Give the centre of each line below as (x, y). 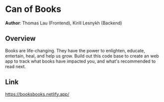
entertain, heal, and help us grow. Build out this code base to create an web (82, 56)
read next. (16, 66)
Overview (21, 39)
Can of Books (33, 9)
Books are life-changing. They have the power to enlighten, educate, (75, 50)
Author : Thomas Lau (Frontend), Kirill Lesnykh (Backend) (64, 23)
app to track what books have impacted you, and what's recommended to (81, 61)
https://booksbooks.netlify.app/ (37, 94)
